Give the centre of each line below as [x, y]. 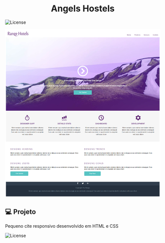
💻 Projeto [20, 212]
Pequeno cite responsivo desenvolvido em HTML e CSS [62, 226]
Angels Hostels [83, 9]
